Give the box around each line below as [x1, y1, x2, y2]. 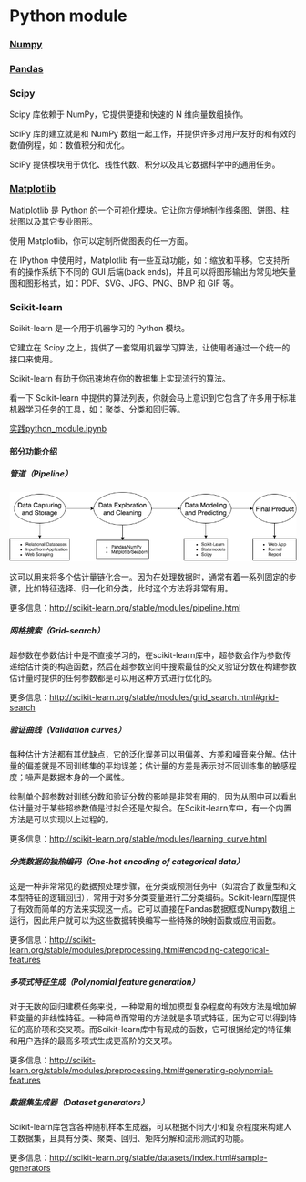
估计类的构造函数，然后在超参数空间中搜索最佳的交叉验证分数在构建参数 [25, 661, 297, 672]
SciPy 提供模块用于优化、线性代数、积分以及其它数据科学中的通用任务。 [9, 159, 280, 170]
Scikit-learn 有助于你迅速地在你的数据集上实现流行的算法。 [9, 372, 230, 383]
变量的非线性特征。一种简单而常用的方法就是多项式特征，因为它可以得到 [16, 1012, 289, 1023]
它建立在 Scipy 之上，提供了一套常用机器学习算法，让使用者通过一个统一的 [9, 341, 291, 352]
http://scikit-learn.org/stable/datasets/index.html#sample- [49, 1152, 268, 1164]
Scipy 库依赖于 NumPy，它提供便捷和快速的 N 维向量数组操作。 [9, 109, 249, 120]
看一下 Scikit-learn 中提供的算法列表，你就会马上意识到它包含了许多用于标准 [9, 392, 297, 403]
